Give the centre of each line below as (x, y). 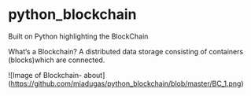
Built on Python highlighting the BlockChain (78, 36)
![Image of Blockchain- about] (57, 75)
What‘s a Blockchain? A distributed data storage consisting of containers (126, 51)
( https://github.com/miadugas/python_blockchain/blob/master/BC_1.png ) (126, 83)
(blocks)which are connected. (57, 60)
